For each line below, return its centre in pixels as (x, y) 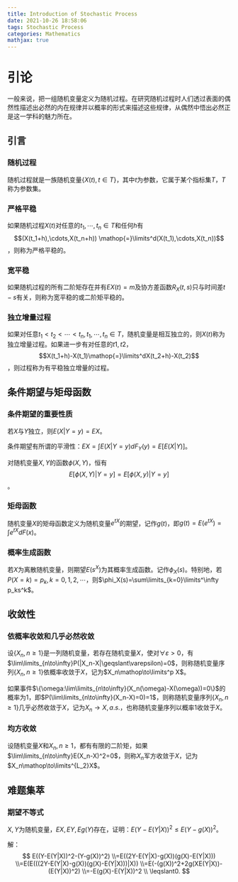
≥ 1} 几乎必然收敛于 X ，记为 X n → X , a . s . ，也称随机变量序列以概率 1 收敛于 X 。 (117, 708)
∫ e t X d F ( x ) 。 (24, 531)
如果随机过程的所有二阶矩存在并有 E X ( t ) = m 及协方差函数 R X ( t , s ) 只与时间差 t (116, 288)
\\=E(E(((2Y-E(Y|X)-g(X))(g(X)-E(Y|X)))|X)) (77, 864)
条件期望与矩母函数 (49, 392)
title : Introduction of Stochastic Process (73, 14)
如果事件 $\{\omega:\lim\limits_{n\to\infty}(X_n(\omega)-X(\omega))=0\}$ (113, 688)
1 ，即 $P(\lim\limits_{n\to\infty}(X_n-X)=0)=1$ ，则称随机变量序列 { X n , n (127, 698)
